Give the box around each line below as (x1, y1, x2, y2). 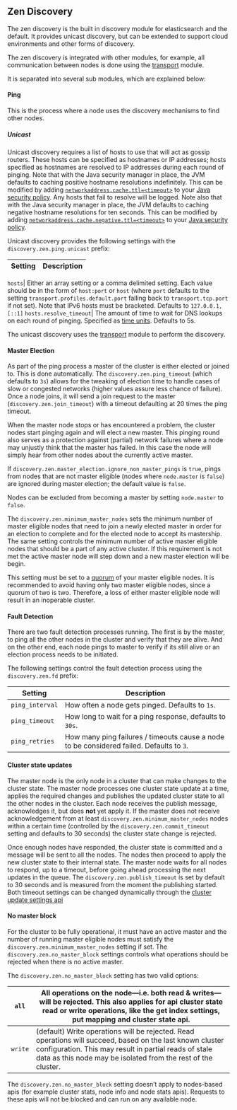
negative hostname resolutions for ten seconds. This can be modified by (7, 208, 218, 216)
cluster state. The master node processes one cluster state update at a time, (7, 784, 229, 792)
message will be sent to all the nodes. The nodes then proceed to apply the (7, 850, 226, 859)
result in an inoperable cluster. (7, 596, 95, 604)
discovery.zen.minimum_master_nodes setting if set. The (7, 942, 168, 951)
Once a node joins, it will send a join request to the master (7, 392, 176, 400)
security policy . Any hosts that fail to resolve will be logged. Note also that (7, 192, 222, 201)
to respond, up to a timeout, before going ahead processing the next (7, 865, 206, 874)
